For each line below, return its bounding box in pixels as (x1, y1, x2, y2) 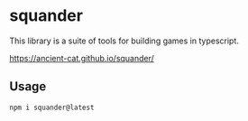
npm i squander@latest (9, 103, 95, 112)
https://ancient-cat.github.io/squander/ (9, 52, 155, 63)
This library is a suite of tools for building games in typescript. (9, 35, 239, 46)
